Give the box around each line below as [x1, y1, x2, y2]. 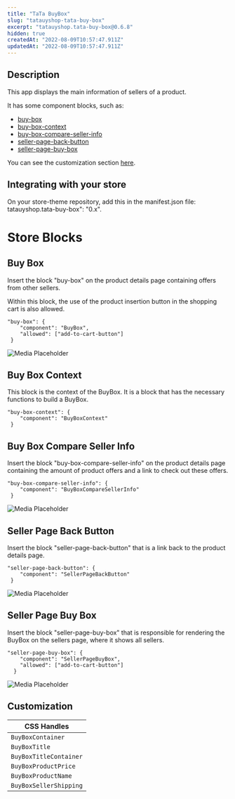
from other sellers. [7, 283, 61, 292]
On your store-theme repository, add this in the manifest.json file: [7, 197, 196, 206]
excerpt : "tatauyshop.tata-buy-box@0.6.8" [7, 23, 133, 30]
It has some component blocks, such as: [7, 101, 124, 110]
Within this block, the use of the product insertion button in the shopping [7, 297, 217, 306]
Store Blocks [7, 229, 83, 245]
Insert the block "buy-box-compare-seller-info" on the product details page [7, 459, 226, 467]
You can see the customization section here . [7, 158, 135, 167]
